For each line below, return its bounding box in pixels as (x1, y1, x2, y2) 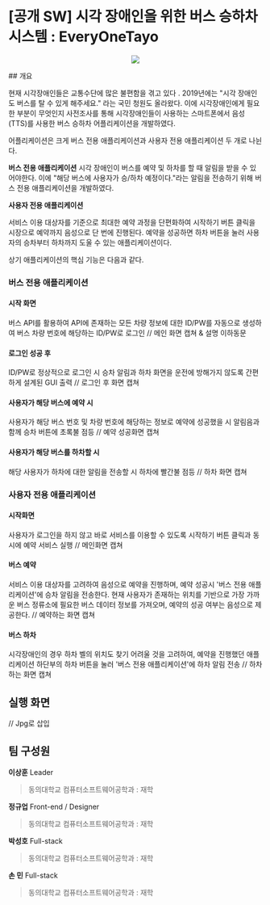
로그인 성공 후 (8, 348, 51, 358)
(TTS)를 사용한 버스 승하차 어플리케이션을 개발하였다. (8, 118, 176, 128)
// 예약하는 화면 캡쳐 (31, 610, 95, 619)
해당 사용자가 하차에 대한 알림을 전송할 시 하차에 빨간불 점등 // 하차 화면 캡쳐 (8, 466, 247, 477)
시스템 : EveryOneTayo (8, 27, 159, 46)
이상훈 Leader (8, 767, 54, 777)
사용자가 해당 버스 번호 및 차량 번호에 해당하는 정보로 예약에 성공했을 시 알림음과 (8, 417, 260, 427)
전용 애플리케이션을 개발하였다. (16, 183, 114, 192)
